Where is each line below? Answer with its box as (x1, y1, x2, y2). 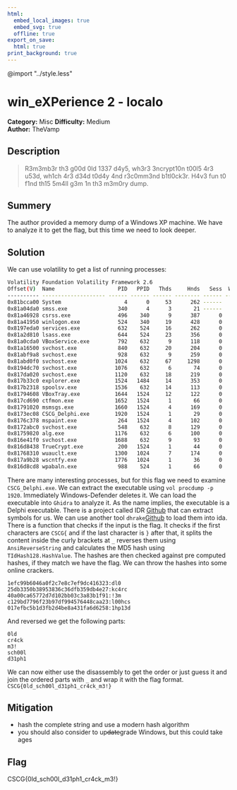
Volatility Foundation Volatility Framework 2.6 (7, 279, 153, 286)
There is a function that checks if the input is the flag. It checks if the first (7, 521, 221, 529)
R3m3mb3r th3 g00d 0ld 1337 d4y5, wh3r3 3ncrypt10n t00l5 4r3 (24, 164, 214, 173)
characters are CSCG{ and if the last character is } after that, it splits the (7, 528, 213, 537)
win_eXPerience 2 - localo (7, 94, 164, 110)
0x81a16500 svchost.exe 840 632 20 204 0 (7, 344, 222, 352)
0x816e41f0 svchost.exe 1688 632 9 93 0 (7, 436, 222, 444)
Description (7, 146, 60, 158)
